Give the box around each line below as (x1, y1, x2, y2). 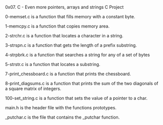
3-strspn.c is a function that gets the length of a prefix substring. (5, 42, 137, 48)
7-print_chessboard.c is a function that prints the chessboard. (5, 71, 131, 77)
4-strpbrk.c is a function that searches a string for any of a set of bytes (5, 52, 150, 58)
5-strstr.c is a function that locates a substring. (5, 62, 100, 67)
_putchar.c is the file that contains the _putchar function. (5, 114, 120, 120)
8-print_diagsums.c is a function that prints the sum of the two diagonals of (5, 81, 159, 86)
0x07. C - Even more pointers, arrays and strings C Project (5, 4, 124, 10)
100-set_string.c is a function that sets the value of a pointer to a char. (5, 95, 148, 101)
